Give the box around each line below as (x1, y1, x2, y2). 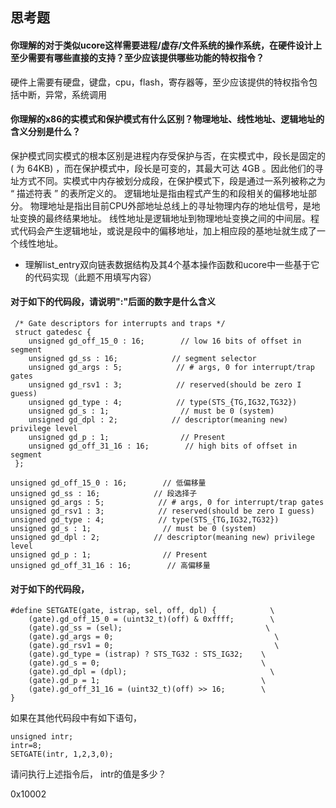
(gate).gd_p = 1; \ (28, 676, 267, 686)
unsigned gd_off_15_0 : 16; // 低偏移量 (10, 478, 207, 488)
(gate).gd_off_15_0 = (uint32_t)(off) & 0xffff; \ (28, 614, 275, 625)
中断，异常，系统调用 (18, 88, 107, 100)
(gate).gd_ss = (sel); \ (28, 623, 271, 633)
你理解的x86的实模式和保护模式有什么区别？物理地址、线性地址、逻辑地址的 (10, 113, 325, 125)
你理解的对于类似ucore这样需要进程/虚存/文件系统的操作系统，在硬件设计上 (10, 39, 323, 51)
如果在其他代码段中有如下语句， (10, 712, 142, 724)
